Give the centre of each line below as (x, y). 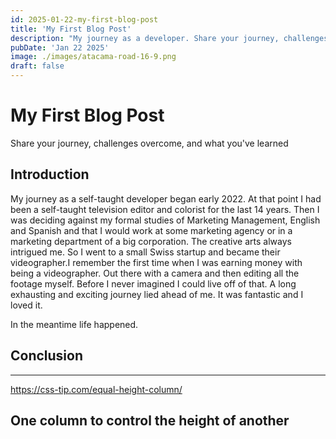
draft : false (37, 66)
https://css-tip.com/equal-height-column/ (96, 389)
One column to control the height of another (150, 420)
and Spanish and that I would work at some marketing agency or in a (151, 230)
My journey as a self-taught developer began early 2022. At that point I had (166, 198)
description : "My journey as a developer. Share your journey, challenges (169, 38)
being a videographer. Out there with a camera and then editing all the (155, 273)
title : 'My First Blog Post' (71, 29)
